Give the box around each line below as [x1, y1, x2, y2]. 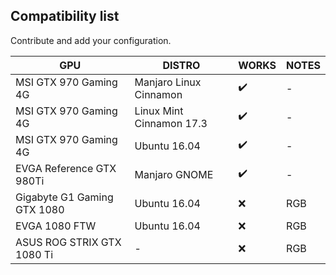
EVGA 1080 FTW [15, 219, 97, 233]
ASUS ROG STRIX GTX [15, 235, 122, 249]
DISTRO [162, 58, 201, 72]
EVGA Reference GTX [15, 161, 117, 175]
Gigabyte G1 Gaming [15, 190, 114, 204]
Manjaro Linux [134, 75, 202, 89]
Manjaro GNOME [134, 167, 214, 181]
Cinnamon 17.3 [134, 116, 208, 130]
